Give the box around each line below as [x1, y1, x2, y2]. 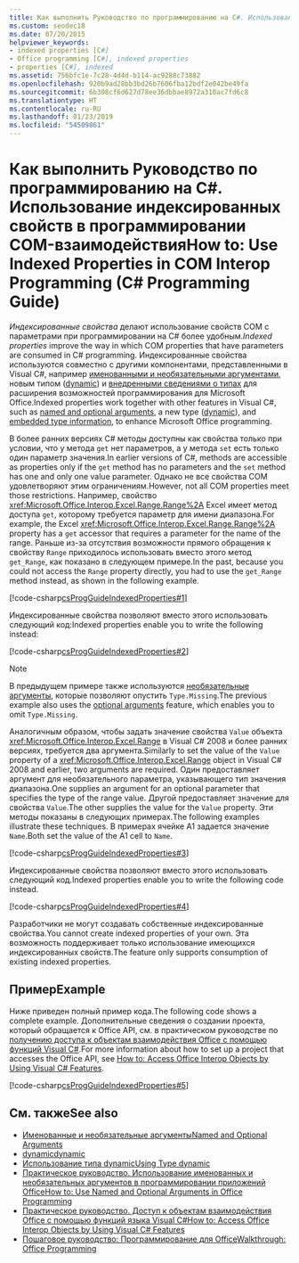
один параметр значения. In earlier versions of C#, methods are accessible [9, 452, 287, 463]
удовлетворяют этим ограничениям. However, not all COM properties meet [9, 480, 289, 491]
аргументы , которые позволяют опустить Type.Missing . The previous [9, 690, 268, 701]
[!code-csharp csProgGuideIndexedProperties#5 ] [9, 1079, 190, 1090]
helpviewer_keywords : [9, 37, 90, 47]
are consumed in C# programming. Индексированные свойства [9, 349, 247, 360]
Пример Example [9, 982, 106, 997]
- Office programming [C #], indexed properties [9, 54, 190, 63]
